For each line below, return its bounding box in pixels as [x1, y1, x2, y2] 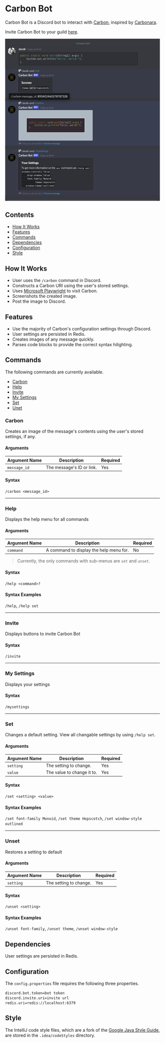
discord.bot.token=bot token [5, 991, 65, 996]
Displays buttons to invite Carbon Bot [5, 631, 81, 637]
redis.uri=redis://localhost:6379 [5, 1001, 76, 1005]
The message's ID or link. [46, 464, 97, 470]
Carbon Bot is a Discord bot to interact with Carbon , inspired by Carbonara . [5, 19, 158, 25]
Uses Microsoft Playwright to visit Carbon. [12, 288, 98, 294]
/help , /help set [5, 602, 39, 608]
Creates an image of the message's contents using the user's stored [5, 428, 143, 435]
